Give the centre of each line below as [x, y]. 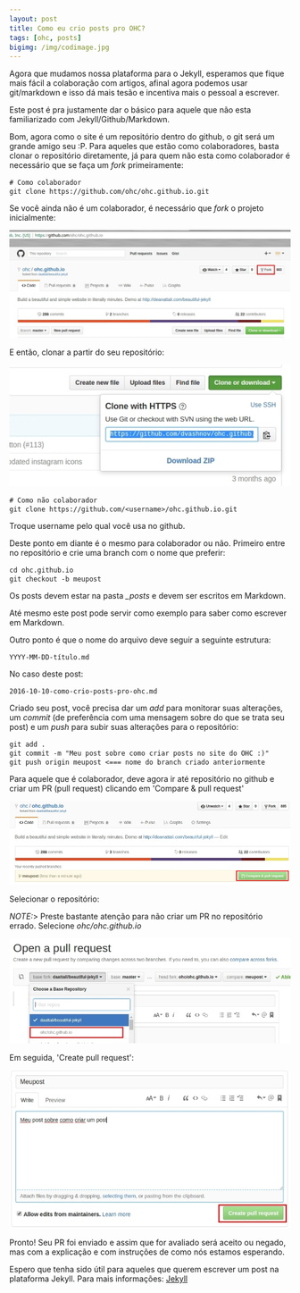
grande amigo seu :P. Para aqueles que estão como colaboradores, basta [144, 147]
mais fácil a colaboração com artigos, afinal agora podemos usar [129, 83]
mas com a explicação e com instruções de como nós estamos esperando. [147, 1252]
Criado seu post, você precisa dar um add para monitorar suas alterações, [146, 708]
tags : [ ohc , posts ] [46, 38]
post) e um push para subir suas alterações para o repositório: [124, 727]
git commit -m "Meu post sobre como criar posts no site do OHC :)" [139, 754]
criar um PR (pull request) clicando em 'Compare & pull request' [127, 789]
